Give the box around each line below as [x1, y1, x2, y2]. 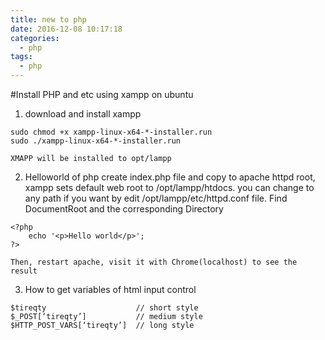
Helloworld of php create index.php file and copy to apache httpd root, [24, 171, 316, 183]
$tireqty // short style [10, 303, 199, 313]
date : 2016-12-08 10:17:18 [10, 24, 123, 34]
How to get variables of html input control [24, 284, 197, 295]
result [10, 266, 38, 276]
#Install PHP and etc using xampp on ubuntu [10, 89, 194, 100]
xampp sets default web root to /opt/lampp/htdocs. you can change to [24, 182, 315, 193]
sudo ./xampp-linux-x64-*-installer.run [10, 136, 182, 146]
